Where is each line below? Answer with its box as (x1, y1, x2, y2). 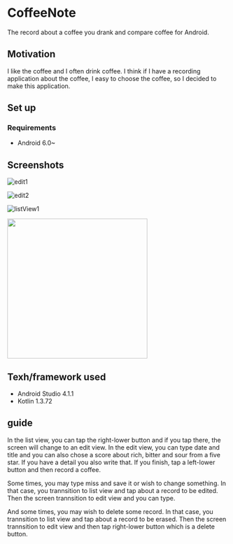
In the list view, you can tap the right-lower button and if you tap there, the (7, 436, 222, 444)
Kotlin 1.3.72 (17, 397, 52, 406)
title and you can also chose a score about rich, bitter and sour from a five (7, 450, 220, 459)
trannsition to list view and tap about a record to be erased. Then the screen (7, 515, 227, 523)
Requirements (7, 123, 57, 133)
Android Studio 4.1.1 (17, 389, 74, 398)
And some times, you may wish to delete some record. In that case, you (7, 507, 213, 515)
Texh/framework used (7, 371, 106, 382)
